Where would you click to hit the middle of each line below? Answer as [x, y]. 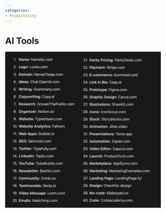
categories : [17, 10]
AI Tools [22, 41]
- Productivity [21, 16]
